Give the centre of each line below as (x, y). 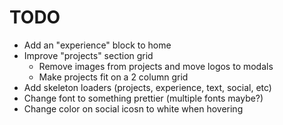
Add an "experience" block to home (97, 45)
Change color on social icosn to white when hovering (133, 108)
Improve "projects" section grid (88, 55)
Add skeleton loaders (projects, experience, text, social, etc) (147, 87)
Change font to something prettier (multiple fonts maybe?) (143, 98)
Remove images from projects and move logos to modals (156, 66)
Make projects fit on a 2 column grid (113, 77)
